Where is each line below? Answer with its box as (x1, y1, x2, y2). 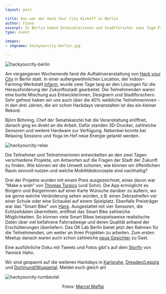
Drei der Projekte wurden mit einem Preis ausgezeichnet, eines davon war (5, 177, 156, 183)
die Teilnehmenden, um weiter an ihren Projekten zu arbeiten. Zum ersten (5, 229, 155, 235)
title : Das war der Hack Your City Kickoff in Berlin (5, 16, 119, 21)
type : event (5, 30, 30, 35)
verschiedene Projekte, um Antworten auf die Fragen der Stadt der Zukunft (5, 157, 158, 163)
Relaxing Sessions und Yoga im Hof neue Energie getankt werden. (5, 133, 140, 139)
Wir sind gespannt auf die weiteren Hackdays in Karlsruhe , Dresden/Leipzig (5, 259, 160, 265)
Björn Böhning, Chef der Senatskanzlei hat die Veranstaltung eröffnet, (5, 117, 147, 123)
